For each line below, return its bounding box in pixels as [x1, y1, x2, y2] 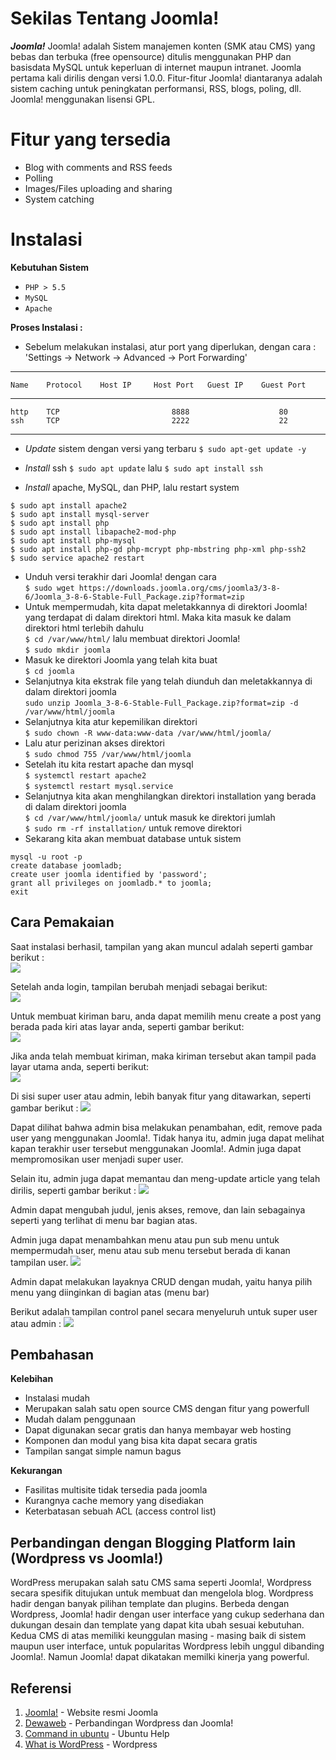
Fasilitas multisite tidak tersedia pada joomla [24, 1484, 208, 1496]
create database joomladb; [10, 860, 123, 871]
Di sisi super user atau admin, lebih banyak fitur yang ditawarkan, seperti [10, 1090, 312, 1102]
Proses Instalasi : [10, 321, 83, 333]
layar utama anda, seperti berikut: [10, 1060, 150, 1072]
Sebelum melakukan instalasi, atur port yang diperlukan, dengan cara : [24, 340, 317, 352]
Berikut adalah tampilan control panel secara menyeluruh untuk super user [10, 1305, 318, 1317]
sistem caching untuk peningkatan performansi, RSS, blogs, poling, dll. [10, 82, 302, 94]
